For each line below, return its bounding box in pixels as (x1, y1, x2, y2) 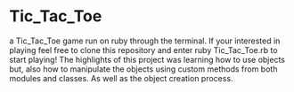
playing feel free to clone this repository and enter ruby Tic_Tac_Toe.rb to (9, 44, 278, 55)
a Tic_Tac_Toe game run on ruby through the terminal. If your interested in (9, 35, 281, 46)
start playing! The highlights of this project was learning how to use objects (9, 54, 285, 65)
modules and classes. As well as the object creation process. (9, 73, 233, 83)
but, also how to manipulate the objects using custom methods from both (9, 64, 278, 74)
